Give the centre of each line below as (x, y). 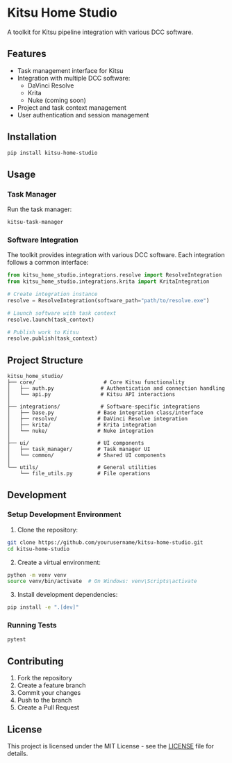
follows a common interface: (48, 263)
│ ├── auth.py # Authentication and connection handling (116, 388)
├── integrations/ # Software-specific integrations (103, 407)
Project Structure (45, 360)
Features (27, 54)
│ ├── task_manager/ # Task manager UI (79, 450)
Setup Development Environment (64, 514)
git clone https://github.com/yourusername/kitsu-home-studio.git (105, 542)
